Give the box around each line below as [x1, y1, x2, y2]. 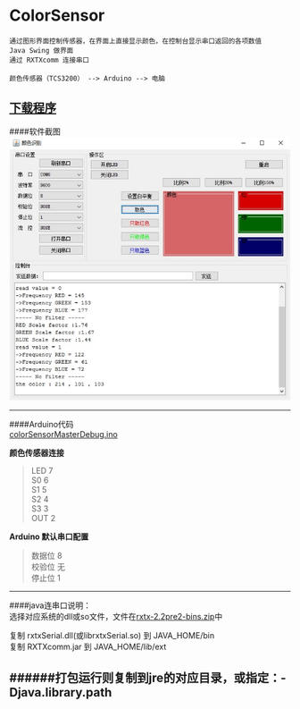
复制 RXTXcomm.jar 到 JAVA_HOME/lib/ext [9, 641, 167, 653]
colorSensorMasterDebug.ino [9, 429, 118, 440]
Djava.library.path [9, 685, 112, 700]
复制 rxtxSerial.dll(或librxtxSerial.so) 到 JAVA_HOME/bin [9, 630, 215, 641]
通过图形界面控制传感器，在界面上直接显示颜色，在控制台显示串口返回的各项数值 [9, 37, 262, 46]
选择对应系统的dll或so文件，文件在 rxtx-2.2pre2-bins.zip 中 [9, 612, 223, 622]
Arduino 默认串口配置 [9, 531, 89, 542]
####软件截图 [9, 126, 61, 137]
